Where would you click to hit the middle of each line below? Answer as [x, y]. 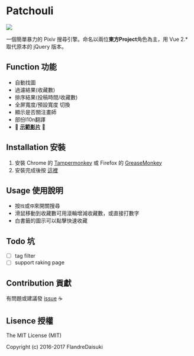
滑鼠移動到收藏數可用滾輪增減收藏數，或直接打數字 [77, 213]
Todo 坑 [21, 241]
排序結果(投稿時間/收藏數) [46, 97]
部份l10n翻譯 [30, 119]
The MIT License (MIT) [34, 335]
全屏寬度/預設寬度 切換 [42, 104]
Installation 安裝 [36, 147]
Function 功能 [32, 67]
